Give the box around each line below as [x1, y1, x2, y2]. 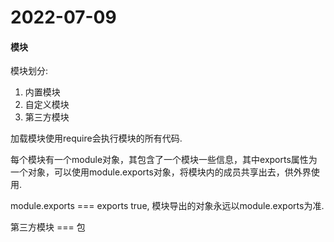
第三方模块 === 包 [10, 221, 86, 233]
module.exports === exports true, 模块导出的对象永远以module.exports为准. [10, 200, 325, 212]
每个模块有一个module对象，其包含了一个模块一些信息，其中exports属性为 [10, 154, 318, 166]
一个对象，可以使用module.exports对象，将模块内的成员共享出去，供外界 [10, 166, 312, 178]
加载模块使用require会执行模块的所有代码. [10, 132, 183, 145]
